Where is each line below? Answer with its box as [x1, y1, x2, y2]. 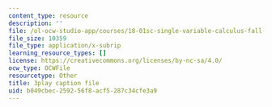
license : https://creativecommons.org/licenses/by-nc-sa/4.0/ [8, 57, 223, 65]
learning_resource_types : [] [8, 49, 107, 57]
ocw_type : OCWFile [8, 64, 70, 72]
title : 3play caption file [8, 79, 100, 87]
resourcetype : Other [8, 72, 79, 80]
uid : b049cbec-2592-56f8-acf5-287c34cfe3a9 [8, 86, 158, 95]
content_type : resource [8, 11, 89, 20]
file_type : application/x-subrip [8, 42, 121, 50]
